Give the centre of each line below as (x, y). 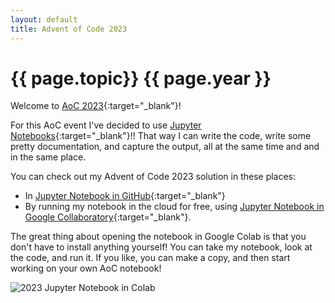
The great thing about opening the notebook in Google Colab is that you (158, 237)
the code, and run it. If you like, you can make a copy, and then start (150, 258)
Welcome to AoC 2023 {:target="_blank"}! (96, 106)
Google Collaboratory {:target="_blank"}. (108, 217)
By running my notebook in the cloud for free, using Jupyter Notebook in (174, 207)
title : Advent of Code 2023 (69, 29)
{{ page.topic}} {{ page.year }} (141, 78)
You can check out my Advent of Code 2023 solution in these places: (153, 177)
